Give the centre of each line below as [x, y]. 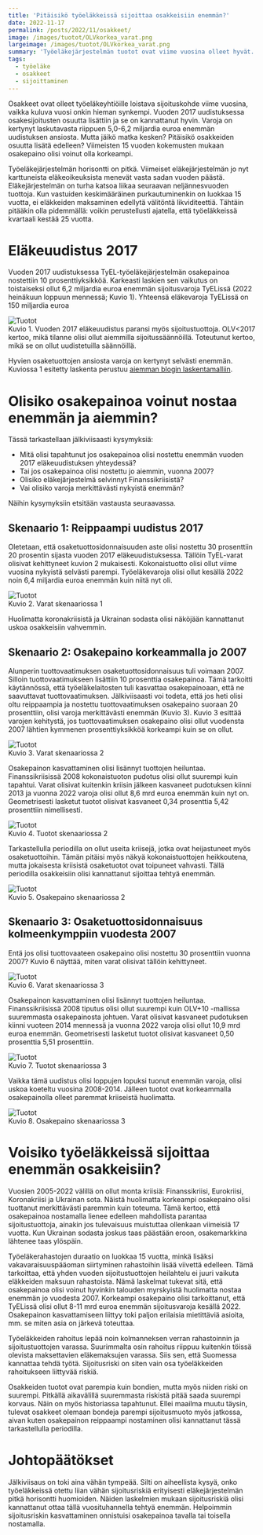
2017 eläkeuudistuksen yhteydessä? [78, 463]
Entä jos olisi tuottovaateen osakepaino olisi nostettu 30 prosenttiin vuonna [130, 953]
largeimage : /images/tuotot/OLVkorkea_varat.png [89, 45]
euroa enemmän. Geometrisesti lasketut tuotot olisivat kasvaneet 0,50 [121, 1033]
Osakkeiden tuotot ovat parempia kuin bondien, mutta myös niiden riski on [128, 1387]
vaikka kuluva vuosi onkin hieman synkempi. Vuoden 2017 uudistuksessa [126, 111]
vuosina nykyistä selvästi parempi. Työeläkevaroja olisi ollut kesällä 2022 [126, 572]
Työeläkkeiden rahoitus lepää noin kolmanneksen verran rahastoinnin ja [124, 1338]
